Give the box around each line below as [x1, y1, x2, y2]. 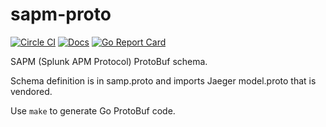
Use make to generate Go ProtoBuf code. [10, 104, 176, 117]
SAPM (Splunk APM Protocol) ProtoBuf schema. [10, 55, 208, 67]
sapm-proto [10, 3, 112, 26]
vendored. [10, 85, 53, 97]
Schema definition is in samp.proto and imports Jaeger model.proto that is [10, 74, 317, 87]
